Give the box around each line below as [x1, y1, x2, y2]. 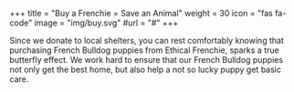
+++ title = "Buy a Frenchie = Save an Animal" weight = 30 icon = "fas [9, 8, 274, 18]
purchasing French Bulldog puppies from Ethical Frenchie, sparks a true [9, 45, 280, 56]
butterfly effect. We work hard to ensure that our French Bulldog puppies [9, 55, 284, 65]
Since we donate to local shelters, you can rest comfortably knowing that [9, 36, 285, 46]
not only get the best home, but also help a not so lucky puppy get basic [9, 64, 281, 75]
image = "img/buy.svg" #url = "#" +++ [34, 17, 179, 28]
